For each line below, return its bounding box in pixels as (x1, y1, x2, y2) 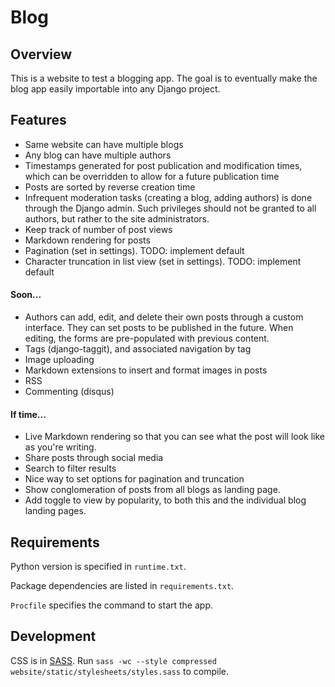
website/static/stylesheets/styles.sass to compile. (10, 665, 229, 677)
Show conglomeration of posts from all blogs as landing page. (24, 484, 281, 496)
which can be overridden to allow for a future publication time (24, 170, 280, 182)
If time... (10, 408, 47, 420)
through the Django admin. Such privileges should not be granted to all (24, 202, 317, 214)
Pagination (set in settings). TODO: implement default (24, 244, 245, 256)
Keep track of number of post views (24, 223, 173, 235)
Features (10, 112, 67, 129)
